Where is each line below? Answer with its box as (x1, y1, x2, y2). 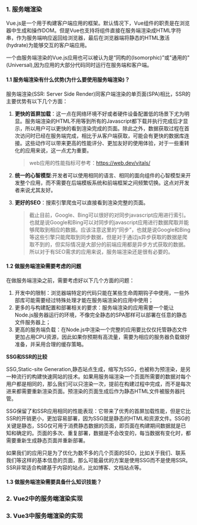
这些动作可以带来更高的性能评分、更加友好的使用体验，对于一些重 (25, 139, 185, 146)
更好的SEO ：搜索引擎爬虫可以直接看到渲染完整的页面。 (14, 198, 149, 206)
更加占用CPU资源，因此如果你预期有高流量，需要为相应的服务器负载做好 (14, 333, 191, 340)
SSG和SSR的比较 (6, 353, 48, 360)
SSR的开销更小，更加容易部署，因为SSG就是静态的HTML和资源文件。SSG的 (6, 415, 191, 422)
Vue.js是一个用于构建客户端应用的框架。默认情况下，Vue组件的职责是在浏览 (6, 19, 191, 27)
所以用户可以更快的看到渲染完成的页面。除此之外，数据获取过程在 (25, 124, 185, 132)
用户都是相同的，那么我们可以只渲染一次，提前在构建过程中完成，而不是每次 (6, 380, 191, 387)
